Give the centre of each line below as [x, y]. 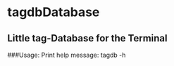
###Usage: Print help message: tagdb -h [67, 55]
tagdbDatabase [54, 12]
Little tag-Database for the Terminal [87, 38]
